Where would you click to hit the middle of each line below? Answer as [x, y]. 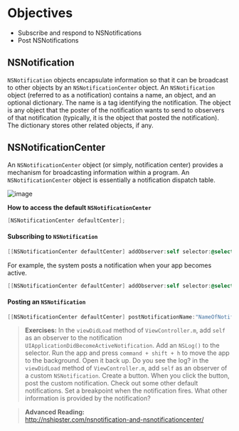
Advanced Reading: [55, 412]
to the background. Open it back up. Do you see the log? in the [117, 361]
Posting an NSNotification [47, 302]
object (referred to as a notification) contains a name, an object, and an [112, 95]
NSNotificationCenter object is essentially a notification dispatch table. [111, 180]
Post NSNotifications [48, 40]
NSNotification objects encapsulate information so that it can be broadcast [118, 80]
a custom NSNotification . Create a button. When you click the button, [127, 376]
